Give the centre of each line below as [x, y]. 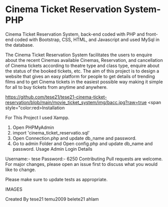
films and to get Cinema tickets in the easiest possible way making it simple [84, 82]
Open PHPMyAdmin [33, 127]
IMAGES [14, 189]
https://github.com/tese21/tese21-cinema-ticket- [56, 97]
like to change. [21, 169]
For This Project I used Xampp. [37, 117]
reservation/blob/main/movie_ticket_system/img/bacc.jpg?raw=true [76, 102]
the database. [20, 45]
